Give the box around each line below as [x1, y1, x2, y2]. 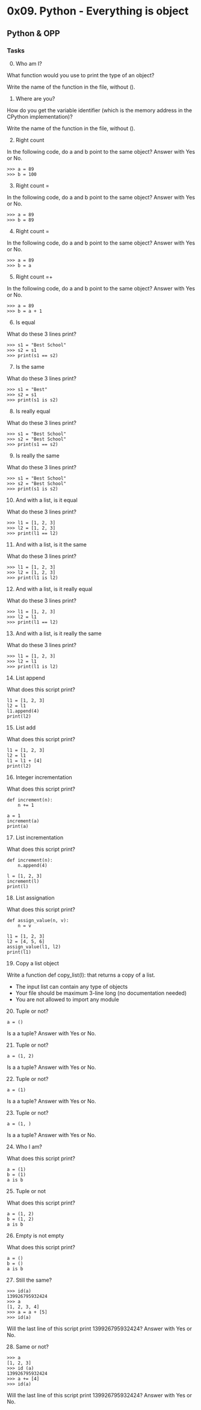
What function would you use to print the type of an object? [7, 71, 155, 79]
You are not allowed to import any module [15, 995, 119, 1003]
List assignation [15, 894, 55, 901]
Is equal [15, 318, 36, 326]
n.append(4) [17, 862, 48, 868]
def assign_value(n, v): [7, 917, 69, 923]
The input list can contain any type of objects [15, 983, 128, 990]
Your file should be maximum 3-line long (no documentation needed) [15, 989, 187, 997]
